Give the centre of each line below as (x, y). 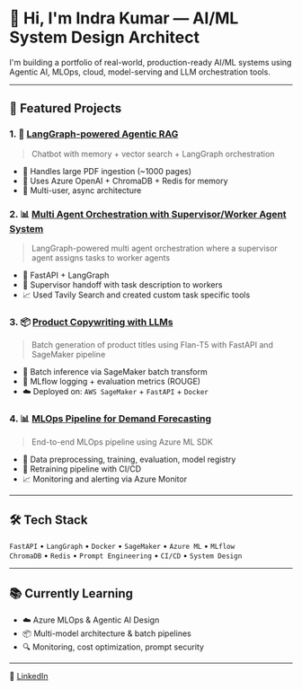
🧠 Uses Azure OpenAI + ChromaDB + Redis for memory (125, 181)
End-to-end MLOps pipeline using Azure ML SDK (122, 442)
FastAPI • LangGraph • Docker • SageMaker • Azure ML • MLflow (122, 546)
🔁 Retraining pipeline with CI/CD (82, 469)
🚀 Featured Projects (66, 108)
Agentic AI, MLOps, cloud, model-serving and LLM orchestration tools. (140, 72)
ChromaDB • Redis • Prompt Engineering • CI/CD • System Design (126, 555)
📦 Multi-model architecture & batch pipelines (107, 633)
